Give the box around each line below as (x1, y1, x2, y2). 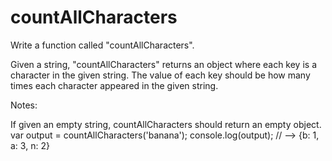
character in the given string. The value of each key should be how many (10, 69, 311, 81)
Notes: (10, 99, 38, 111)
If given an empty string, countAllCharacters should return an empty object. (10, 118, 322, 130)
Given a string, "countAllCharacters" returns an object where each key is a (10, 58, 317, 70)
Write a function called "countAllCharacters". (10, 39, 195, 51)
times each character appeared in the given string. (10, 79, 219, 91)
